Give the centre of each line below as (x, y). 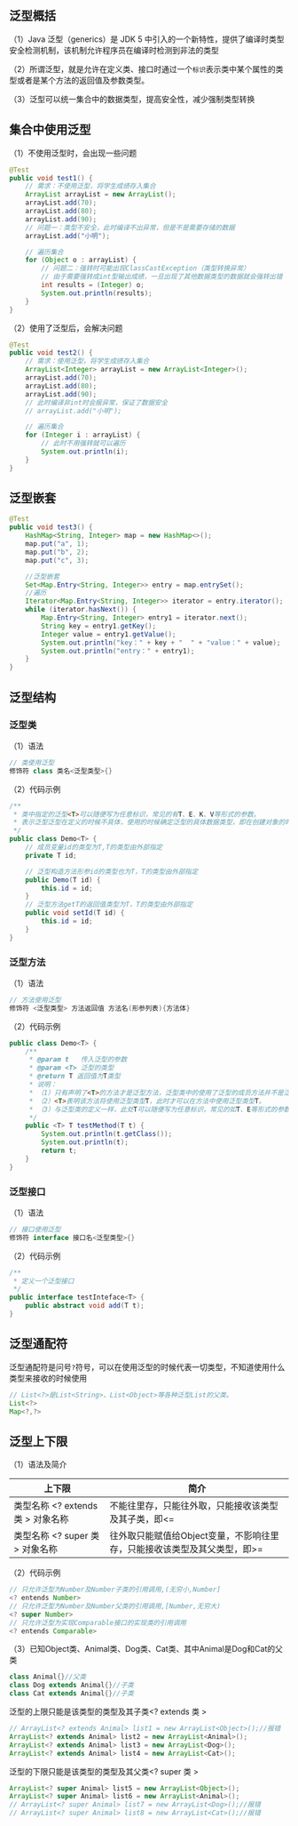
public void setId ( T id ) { (75, 913)
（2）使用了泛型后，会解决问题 (66, 328)
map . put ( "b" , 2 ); (57, 552)
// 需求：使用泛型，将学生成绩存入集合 (87, 361)
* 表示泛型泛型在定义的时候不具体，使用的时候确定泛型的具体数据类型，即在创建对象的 (149, 822)
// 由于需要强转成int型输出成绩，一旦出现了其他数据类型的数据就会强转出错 (162, 277)
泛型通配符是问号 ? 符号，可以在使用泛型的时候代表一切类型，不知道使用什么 (147, 1366)
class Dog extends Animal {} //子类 (72, 1686)
